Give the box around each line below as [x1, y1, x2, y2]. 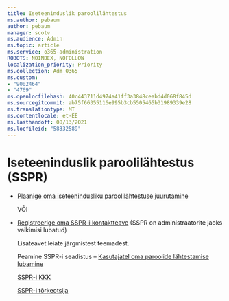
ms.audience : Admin [7, 36, 63, 43]
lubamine [16, 260, 44, 268]
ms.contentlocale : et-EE [7, 112, 78, 119]
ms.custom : [7, 74, 38, 81]
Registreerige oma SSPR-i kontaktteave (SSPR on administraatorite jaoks [16, 219, 223, 227]
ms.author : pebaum [7, 16, 60, 23]
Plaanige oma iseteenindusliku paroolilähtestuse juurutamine [16, 192, 189, 200]
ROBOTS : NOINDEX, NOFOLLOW [7, 55, 84, 62]
